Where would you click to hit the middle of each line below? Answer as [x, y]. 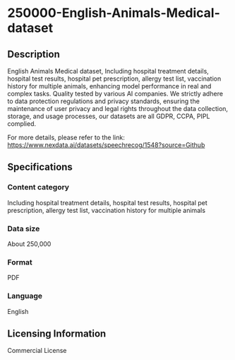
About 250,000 [29, 244]
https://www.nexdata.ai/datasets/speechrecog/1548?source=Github [106, 145]
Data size [24, 228]
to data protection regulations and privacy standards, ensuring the [103, 101]
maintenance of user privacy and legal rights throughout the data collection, [117, 109]
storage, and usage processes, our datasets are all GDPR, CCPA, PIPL [109, 116]
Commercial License [37, 351]
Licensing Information [57, 333]
